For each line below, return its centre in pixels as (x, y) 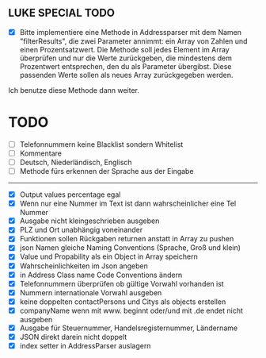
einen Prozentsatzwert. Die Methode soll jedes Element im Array (124, 49)
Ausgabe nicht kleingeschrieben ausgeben (89, 221)
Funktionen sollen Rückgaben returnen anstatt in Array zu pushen (127, 239)
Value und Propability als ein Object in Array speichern (108, 256)
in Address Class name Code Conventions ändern (101, 275)
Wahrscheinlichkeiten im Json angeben (84, 266)
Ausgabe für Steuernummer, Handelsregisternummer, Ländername (129, 328)
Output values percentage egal (70, 194)
